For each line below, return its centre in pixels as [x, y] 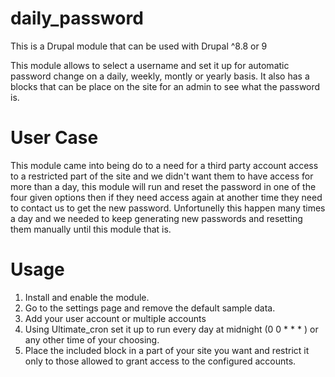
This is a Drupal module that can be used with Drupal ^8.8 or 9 [139, 46]
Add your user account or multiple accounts [115, 318]
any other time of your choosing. [92, 339]
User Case [54, 138]
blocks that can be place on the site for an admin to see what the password [165, 86]
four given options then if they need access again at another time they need [166, 197]
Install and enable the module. [87, 297]
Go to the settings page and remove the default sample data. [150, 308]
